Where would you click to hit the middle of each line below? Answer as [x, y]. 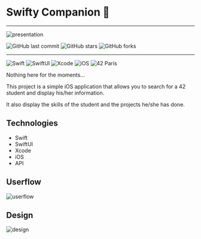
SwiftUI [24, 144]
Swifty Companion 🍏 [58, 12]
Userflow [24, 182]
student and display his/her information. [55, 93]
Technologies [32, 123]
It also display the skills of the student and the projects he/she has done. [96, 104]
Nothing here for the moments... [46, 75]
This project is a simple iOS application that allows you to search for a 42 [96, 86]
